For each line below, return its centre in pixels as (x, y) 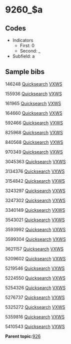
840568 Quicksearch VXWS (34, 142)
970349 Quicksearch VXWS (34, 152)
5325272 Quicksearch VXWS (35, 307)
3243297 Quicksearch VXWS (35, 191)
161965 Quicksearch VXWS (33, 103)
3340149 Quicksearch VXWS (35, 210)
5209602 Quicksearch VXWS (35, 258)
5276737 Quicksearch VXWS (35, 297)
